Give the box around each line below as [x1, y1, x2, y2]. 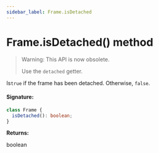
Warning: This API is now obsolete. [21, 56, 110, 63]
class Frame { [6, 106, 43, 113]
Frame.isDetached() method [6, 35, 153, 49]
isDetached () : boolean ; [12, 113, 72, 119]
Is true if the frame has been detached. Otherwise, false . [6, 79, 150, 86]
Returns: [6, 129, 29, 136]
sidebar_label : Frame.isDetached [6, 9, 92, 15]
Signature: [6, 93, 34, 101]
